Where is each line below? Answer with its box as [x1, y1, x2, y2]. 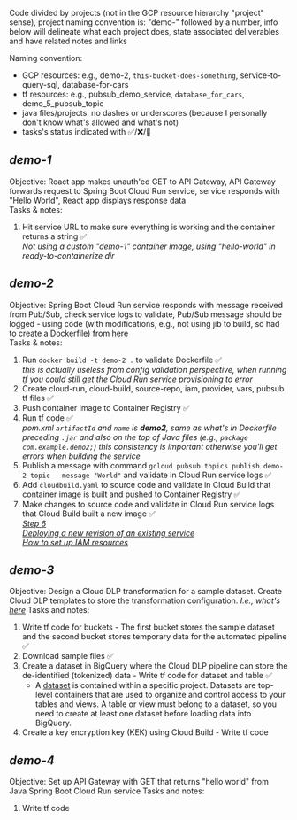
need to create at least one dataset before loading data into [34, 708, 252, 719]
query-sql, [21, 80, 60, 89]
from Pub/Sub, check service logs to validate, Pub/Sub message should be [9, 309, 283, 320]
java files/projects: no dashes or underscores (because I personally [21, 108, 268, 118]
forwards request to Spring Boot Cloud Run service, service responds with [9, 185, 280, 196]
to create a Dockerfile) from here [9, 328, 129, 338]
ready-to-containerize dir [21, 250, 115, 260]
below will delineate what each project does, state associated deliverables [9, 27, 280, 36]
